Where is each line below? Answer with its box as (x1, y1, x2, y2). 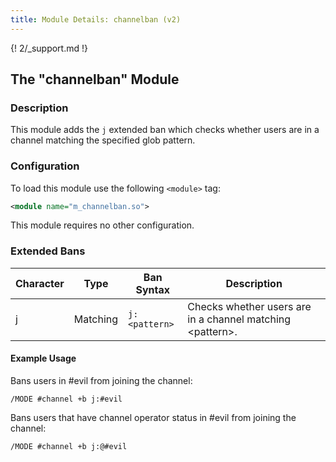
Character (15, 276, 65, 290)
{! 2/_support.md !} (10, 42, 88, 54)
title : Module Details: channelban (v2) (10, 14, 182, 25)
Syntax (135, 282, 170, 296)
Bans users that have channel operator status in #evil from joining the (10, 411, 297, 423)
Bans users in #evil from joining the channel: (10, 374, 193, 386)
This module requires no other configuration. (10, 219, 195, 231)
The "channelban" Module (10, 71, 180, 88)
